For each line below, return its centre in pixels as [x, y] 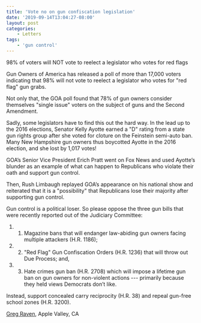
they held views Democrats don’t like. [70, 284]
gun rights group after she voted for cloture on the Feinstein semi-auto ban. [100, 135]
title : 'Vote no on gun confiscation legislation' [71, 12]
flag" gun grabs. [26, 86]
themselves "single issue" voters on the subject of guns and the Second [95, 104]
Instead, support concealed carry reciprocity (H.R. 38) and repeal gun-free [99, 295]
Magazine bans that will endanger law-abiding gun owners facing [105, 233]
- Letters [29, 34]
